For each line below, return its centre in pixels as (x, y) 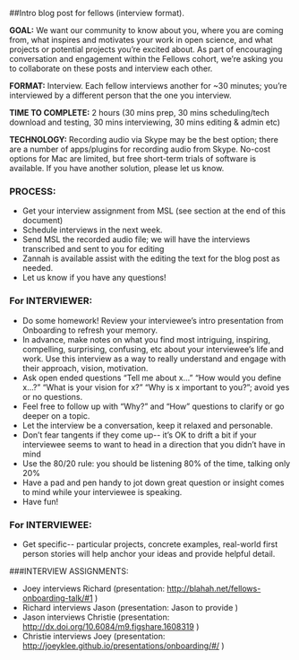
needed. (38, 268)
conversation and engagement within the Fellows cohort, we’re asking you (146, 59)
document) (43, 221)
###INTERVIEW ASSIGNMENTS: (69, 571)
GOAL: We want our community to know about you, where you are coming (146, 30)
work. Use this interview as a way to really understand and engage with (154, 359)
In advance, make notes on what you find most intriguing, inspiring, (146, 339)
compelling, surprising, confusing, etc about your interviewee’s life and (153, 349)
